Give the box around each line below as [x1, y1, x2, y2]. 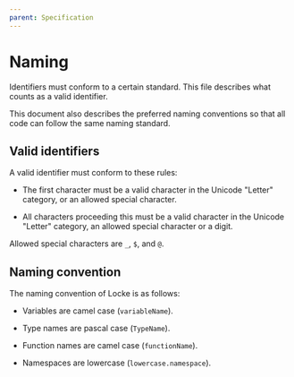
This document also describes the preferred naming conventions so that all [9, 108, 286, 119]
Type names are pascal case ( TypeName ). [21, 323, 171, 334]
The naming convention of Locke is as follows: [9, 288, 181, 299]
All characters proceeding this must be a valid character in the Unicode [21, 211, 285, 222]
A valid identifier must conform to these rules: [9, 167, 178, 178]
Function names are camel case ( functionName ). [21, 340, 198, 351]
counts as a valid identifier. [9, 90, 109, 101]
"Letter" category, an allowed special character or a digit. [21, 221, 234, 232]
